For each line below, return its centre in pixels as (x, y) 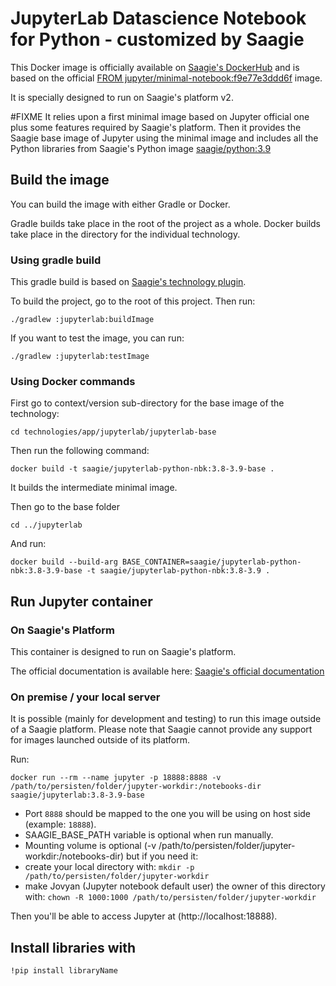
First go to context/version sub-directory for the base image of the (147, 403)
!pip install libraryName (64, 971)
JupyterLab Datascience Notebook (158, 18)
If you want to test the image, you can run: (97, 338)
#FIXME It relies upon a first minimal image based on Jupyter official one (160, 116)
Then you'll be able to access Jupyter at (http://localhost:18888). (144, 916)
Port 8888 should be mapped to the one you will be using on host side (168, 814)
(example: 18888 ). (60, 824)
